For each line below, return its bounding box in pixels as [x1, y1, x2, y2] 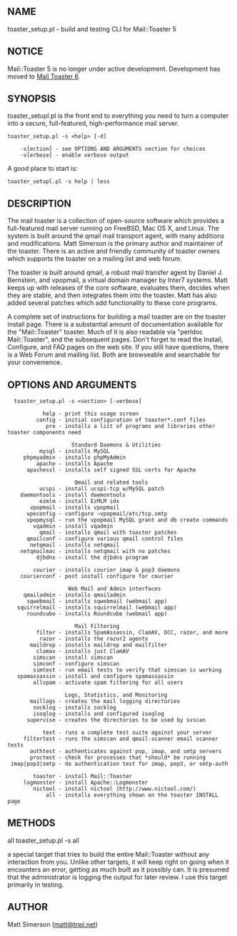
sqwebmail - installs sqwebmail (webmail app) [26, 598, 168, 605]
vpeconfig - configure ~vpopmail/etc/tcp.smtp [26, 510, 168, 517]
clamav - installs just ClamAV [36, 648, 130, 655]
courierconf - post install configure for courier [20, 573, 174, 580]
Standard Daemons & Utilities [71, 442, 161, 449]
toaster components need [7, 429, 81, 437]
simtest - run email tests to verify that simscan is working [33, 667, 222, 674]
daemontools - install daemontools [20, 492, 126, 499]
